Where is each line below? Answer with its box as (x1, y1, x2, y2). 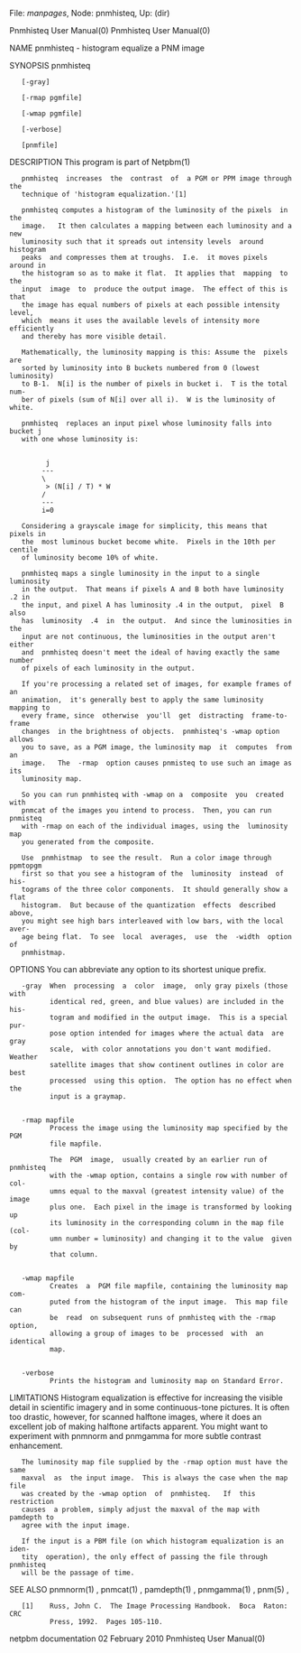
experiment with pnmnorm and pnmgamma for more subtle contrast (9, 1431, 261, 1441)
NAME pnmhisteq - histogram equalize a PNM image (9, 42, 205, 53)
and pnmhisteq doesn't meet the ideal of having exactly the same (21, 648, 280, 657)
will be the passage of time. (21, 1568, 135, 1577)
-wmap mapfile (21, 1274, 75, 1283)
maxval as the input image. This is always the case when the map (21, 1473, 288, 1482)
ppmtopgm (9, 861, 42, 870)
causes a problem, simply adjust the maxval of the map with (21, 1505, 260, 1514)
